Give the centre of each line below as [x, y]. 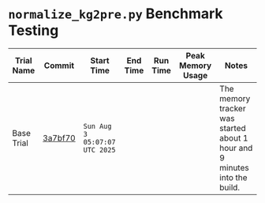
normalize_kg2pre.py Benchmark [116, 14]
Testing [34, 30]
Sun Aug [97, 126]
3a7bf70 [60, 137]
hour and [236, 148]
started [233, 128]
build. [230, 187]
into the [233, 177]
